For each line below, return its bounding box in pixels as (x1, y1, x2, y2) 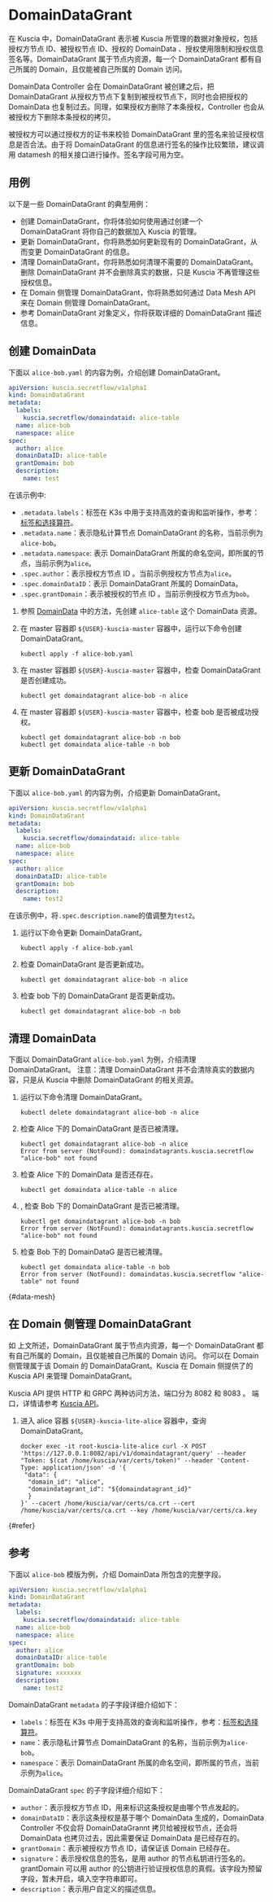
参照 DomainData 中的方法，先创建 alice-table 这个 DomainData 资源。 (19, 606, 262, 616)
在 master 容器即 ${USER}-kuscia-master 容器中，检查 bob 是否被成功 (19, 707, 252, 717)
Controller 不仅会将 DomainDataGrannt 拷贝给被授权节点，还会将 (19, 1822, 238, 1833)
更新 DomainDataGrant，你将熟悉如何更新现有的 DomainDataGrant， (19, 236, 251, 246)
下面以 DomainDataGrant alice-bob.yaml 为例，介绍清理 (8, 1054, 197, 1064)
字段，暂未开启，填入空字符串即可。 (19, 1874, 142, 1883)
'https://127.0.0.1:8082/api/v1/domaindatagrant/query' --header (19, 1449, 246, 1457)
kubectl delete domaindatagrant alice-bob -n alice (19, 1108, 199, 1116)
